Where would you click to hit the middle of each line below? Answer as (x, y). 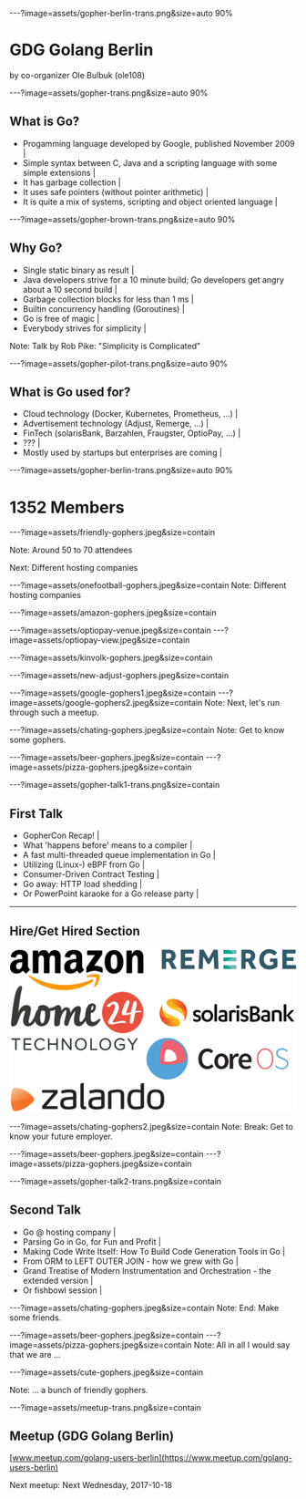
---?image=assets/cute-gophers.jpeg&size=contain (106, 1372)
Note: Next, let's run (242, 703)
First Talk (36, 814)
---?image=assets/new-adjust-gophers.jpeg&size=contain (119, 676)
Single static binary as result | (78, 270)
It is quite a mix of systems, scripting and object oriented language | (150, 202)
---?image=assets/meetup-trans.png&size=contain (106, 1407)
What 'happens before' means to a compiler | (107, 845)
